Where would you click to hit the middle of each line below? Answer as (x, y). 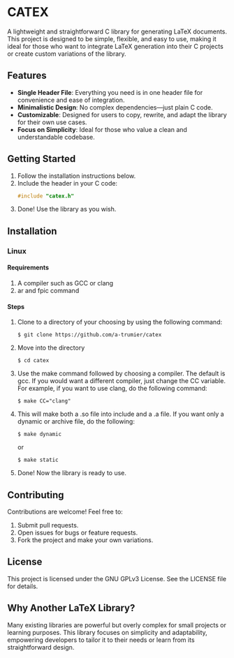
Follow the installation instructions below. (76, 176)
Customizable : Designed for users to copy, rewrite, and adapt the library (122, 114)
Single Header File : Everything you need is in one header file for (110, 92)
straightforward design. (41, 647)
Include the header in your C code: (67, 183)
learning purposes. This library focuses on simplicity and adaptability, (107, 632)
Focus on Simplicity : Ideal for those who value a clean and (102, 129)
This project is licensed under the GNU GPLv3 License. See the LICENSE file (117, 578)
